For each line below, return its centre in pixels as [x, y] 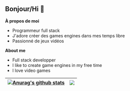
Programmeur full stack [36, 30]
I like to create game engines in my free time [57, 65]
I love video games [31, 70]
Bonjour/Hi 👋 [25, 9]
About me [15, 50]
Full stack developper [34, 60]
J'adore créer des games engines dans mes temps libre [68, 35]
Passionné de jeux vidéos [38, 41]
